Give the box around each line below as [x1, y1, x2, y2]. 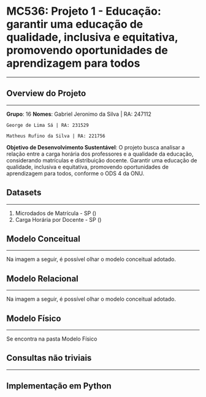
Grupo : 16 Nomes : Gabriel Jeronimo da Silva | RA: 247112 [6, 110, 152, 118]
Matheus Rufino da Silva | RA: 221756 [6, 133, 105, 139]
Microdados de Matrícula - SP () [15, 210, 97, 217]
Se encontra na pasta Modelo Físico [6, 335, 97, 342]
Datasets [6, 187, 42, 198]
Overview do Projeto [6, 88, 86, 99]
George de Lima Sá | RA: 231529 [6, 122, 89, 128]
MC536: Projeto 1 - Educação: [6, 4, 161, 18]
